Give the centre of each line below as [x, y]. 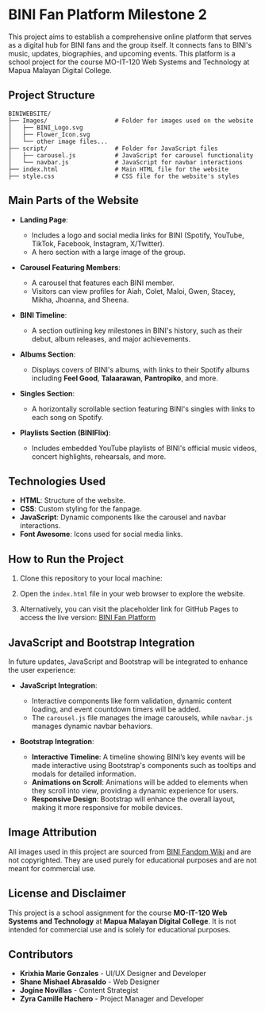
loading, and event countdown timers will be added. [116, 709]
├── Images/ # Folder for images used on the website [131, 121]
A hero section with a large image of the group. [109, 252]
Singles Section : [47, 393]
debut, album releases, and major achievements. [111, 338]
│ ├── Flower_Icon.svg [49, 134]
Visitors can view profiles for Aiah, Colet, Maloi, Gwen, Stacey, [133, 291]
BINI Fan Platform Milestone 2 [108, 15]
